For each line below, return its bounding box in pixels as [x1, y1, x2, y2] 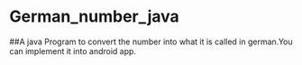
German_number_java [9, 6, 180, 27]
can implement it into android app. [9, 45, 137, 56]
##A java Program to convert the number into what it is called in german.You [9, 36, 293, 47]
